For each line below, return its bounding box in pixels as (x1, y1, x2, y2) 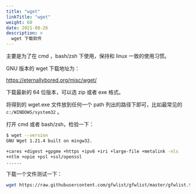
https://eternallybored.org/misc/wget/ (6, 77, 97, 84)
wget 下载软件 (11, 36, 42, 41)
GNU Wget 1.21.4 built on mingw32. (6, 138, 93, 144)
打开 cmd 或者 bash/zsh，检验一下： (6, 121, 94, 127)
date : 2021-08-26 (6, 25, 48, 31)
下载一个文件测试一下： (6, 171, 62, 178)
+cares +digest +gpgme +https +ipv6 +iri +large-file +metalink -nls (6, 148, 179, 154)
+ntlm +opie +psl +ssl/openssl (6, 154, 82, 160)
